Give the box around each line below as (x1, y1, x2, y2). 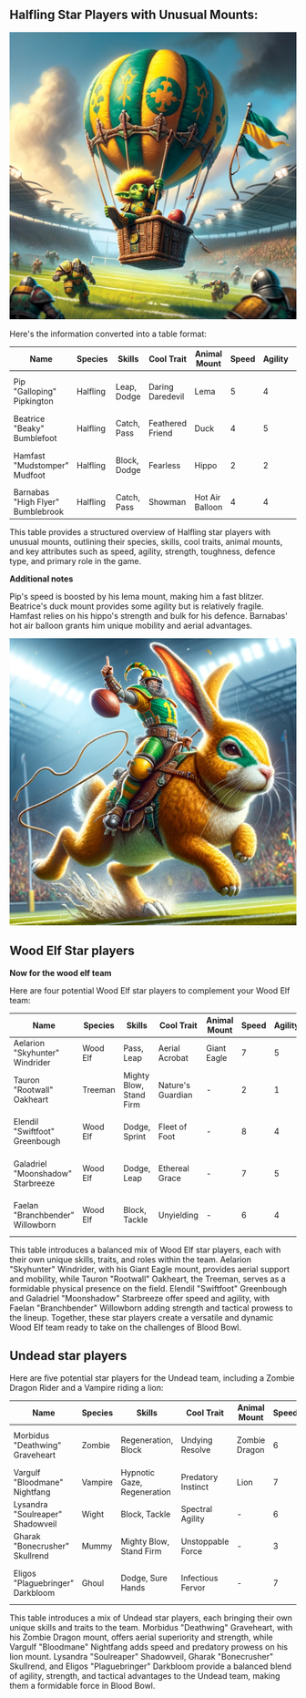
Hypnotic (120, 1466, 156, 1477)
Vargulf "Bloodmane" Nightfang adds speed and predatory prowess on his (9, 1641, 289, 1652)
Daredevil (148, 391, 185, 402)
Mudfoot (13, 469, 46, 480)
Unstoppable (180, 1536, 229, 1547)
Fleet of (158, 1121, 188, 1132)
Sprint (122, 1130, 147, 1142)
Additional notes (9, 573, 74, 584)
